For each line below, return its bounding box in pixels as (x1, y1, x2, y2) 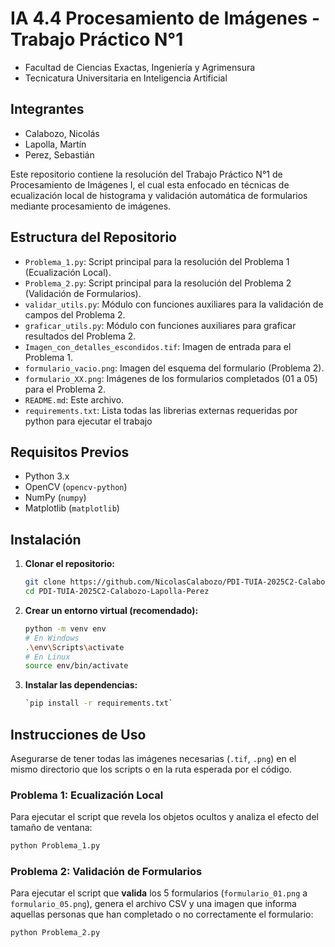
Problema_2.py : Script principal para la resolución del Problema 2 (24, 277, 292, 289)
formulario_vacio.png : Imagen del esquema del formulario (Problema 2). (24, 362, 325, 374)
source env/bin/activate (24, 661, 129, 671)
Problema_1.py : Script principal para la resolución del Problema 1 (24, 255, 290, 267)
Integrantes (10, 101, 85, 118)
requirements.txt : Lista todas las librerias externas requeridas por (24, 404, 298, 416)
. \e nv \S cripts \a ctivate (24, 642, 125, 652)
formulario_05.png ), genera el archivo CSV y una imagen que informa (10, 898, 297, 910)
